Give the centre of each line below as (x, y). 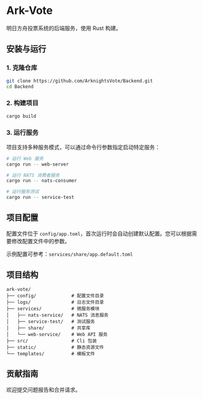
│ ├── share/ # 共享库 (48, 328)
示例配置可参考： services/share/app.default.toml (70, 254)
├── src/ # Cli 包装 (52, 341)
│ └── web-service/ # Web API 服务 (57, 334)
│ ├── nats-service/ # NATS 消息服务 (58, 315)
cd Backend (20, 86)
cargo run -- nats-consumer (42, 181)
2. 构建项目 (22, 103)
